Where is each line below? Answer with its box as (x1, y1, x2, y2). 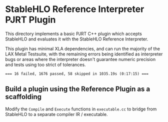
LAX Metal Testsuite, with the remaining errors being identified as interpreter (5, 51, 163, 57)
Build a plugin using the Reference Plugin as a (5, 85, 150, 93)
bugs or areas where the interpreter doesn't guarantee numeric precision (5, 56, 156, 62)
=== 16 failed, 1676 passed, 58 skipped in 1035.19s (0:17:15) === (5, 71, 149, 76)
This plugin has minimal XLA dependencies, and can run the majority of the (5, 45, 160, 51)
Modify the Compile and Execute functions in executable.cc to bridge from (5, 106, 157, 112)
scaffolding (5, 92, 41, 101)
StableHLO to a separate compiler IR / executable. (5, 111, 108, 117)
